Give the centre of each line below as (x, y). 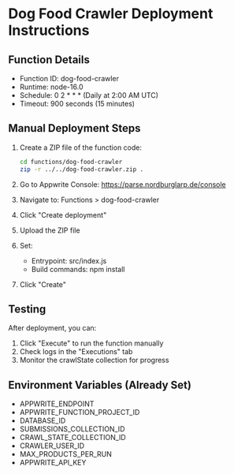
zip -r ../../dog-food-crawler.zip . (82, 169)
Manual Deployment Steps (74, 128)
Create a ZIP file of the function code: (81, 147)
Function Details (49, 60)
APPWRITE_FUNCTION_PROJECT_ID (80, 412)
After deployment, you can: (52, 328)
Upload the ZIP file (50, 230)
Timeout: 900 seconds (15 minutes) (77, 104)
